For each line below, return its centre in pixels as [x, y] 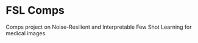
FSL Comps [35, 10]
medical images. [26, 33]
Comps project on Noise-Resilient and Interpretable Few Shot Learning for [99, 27]
